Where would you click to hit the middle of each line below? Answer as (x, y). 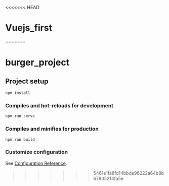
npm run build (20, 139)
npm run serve (20, 116)
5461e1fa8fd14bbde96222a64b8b (129, 173)
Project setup (27, 81)
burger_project (37, 63)
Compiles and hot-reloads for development (59, 105)
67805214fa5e (109, 178)
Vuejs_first (29, 28)
